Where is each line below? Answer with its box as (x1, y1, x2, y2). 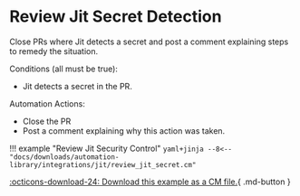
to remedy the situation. (9, 45, 98, 56)
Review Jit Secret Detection (9, 6, 222, 27)
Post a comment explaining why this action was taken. (22, 125, 226, 136)
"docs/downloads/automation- (9, 152, 120, 162)
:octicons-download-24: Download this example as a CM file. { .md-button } (9, 176, 292, 187)
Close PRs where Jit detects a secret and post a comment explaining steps (9, 36, 289, 47)
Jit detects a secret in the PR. (22, 80, 133, 91)
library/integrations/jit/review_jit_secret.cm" (9, 160, 197, 169)
